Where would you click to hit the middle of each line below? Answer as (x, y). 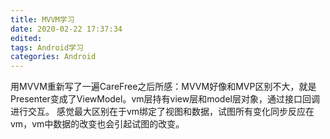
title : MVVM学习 (42, 19)
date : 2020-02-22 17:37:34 (66, 29)
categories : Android (53, 57)
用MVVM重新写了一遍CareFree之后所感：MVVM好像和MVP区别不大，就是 (163, 87)
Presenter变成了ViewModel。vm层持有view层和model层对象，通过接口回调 (165, 99)
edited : (26, 38)
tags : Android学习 (47, 47)
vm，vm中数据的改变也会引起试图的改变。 (97, 124)
